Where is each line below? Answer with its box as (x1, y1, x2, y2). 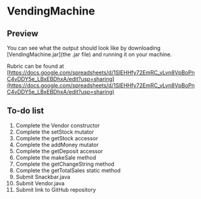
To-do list (7, 106, 44, 116)
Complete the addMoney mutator (15, 141, 99, 148)
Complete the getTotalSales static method (15, 166, 121, 174)
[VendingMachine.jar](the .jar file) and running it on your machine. (7, 51, 172, 58)
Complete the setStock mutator (15, 128, 95, 135)
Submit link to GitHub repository (15, 186, 97, 193)
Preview (7, 28, 39, 39)
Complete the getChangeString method (15, 160, 115, 168)
